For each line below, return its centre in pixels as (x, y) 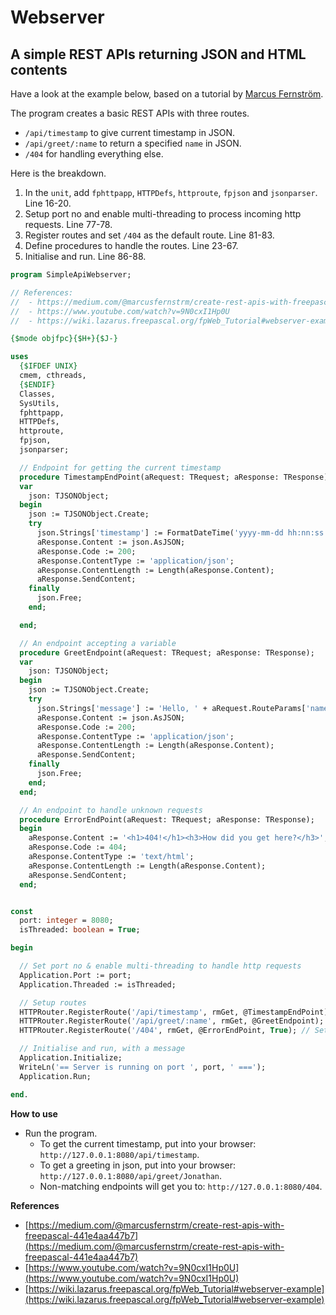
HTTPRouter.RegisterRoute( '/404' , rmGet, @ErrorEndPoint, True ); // (165, 1031)
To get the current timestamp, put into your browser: (148, 1143)
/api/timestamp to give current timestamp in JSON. (130, 132)
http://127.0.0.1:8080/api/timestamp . (119, 1154)
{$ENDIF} (37, 384)
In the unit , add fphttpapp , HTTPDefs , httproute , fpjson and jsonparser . (171, 192)
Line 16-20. (48, 203)
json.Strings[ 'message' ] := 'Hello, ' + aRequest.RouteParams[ (171, 708)
